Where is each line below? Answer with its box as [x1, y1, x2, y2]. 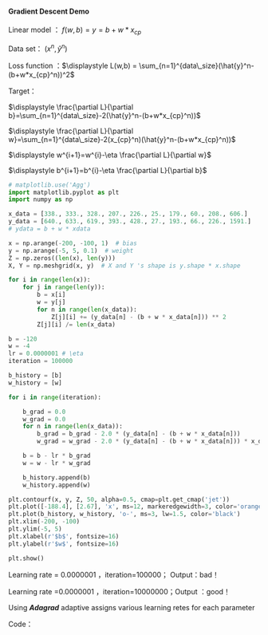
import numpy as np [8, 195, 73, 203]
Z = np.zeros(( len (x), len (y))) [8, 254, 116, 262]
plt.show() [8, 554, 45, 562]
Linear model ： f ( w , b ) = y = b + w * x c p [8, 25, 142, 36]
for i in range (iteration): [8, 393, 102, 401]
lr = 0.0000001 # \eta [8, 349, 84, 358]
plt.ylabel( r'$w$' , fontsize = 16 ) [8, 539, 120, 548]
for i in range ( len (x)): [8, 276, 91, 284]
